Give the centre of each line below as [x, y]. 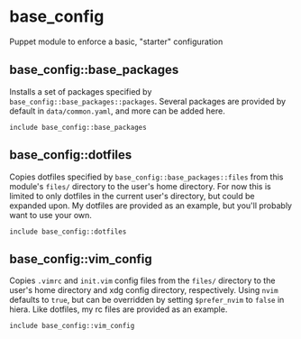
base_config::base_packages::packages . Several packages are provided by [148, 101]
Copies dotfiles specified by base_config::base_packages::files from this [146, 177]
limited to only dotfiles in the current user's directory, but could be [132, 196]
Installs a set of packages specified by [81, 91]
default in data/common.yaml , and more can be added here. [117, 111]
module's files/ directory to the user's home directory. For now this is [141, 186]
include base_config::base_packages [78, 127]
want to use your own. [51, 215]
